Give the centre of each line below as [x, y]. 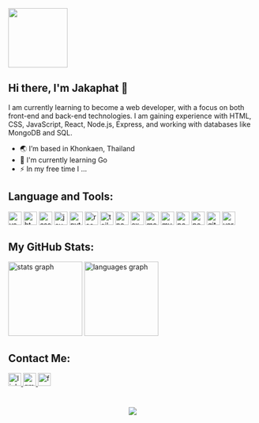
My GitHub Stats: [51, 248]
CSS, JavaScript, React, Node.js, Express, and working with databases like [129, 124]
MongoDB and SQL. [40, 132]
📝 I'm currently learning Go [64, 160]
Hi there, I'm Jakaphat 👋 [68, 88]
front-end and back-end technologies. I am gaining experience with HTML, [130, 116]
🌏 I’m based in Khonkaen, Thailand [77, 148]
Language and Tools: [61, 197]
